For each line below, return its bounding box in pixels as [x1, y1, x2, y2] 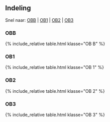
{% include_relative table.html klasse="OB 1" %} [5, 64, 105, 70]
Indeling [5, 4, 31, 12]
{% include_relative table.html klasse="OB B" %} [5, 41, 106, 47]
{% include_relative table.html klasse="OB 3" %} [5, 112, 106, 118]
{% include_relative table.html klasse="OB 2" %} [5, 88, 105, 94]
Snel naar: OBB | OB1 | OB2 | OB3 [5, 17, 74, 23]
